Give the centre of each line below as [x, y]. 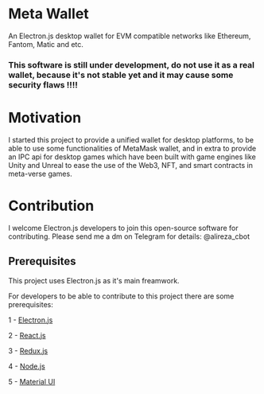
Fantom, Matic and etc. [46, 44]
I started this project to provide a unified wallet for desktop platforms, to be [131, 139]
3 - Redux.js [28, 350]
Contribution [51, 206]
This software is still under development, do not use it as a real [132, 64]
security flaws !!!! [43, 84]
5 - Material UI [32, 381]
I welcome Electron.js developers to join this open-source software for [123, 228]
